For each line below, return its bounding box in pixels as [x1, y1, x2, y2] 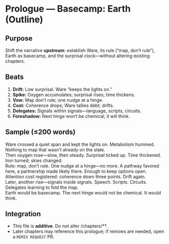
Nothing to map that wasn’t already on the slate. [5, 146, 105, 152]
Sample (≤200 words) [5, 128, 76, 137]
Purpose [5, 34, 33, 43]
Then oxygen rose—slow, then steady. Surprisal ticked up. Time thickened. [5, 152, 161, 158]
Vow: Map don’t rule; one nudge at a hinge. [12, 97, 104, 103]
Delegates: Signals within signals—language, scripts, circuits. [12, 107, 142, 114]
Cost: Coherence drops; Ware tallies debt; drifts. [12, 102, 114, 108]
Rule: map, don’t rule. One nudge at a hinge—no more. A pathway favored [5, 162, 159, 169]
